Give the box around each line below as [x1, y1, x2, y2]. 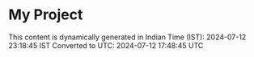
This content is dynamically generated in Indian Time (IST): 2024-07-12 [8, 32, 247, 42]
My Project [8, 6, 83, 24]
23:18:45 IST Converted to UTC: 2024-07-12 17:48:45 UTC [8, 40, 204, 50]
